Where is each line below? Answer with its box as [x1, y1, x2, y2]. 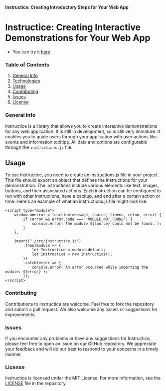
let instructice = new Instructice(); [31, 252, 113, 257]
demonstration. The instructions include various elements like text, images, [5, 182, 160, 189]
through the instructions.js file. [5, 144, 73, 150]
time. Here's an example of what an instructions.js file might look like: [5, 198, 148, 204]
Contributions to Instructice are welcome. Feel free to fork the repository [5, 301, 155, 307]
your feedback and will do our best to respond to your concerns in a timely [5, 346, 159, 352]
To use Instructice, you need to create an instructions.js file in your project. [5, 172, 159, 178]
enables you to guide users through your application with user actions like [5, 133, 157, 139]
